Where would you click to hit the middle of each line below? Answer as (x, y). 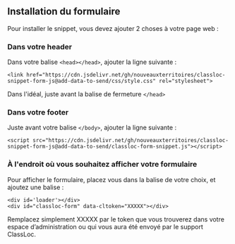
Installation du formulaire (64, 12)
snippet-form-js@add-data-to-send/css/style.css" (82, 81)
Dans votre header (40, 46)
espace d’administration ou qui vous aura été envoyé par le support (105, 226)
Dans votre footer (38, 113)
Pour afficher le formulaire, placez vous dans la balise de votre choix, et (112, 179)
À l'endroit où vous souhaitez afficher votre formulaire (102, 165)
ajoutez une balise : (36, 187)
